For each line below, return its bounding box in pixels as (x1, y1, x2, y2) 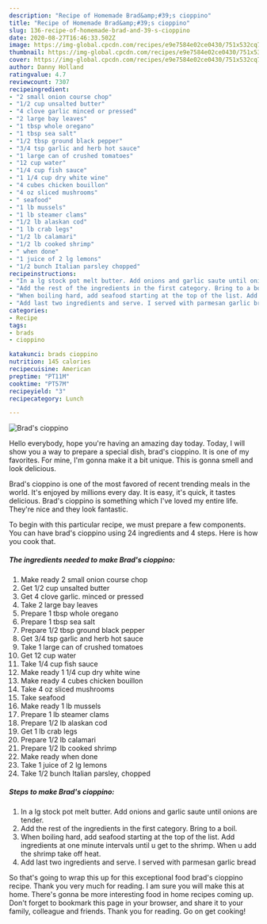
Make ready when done (20, 752, 98, 761)
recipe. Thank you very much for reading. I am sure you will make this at (9, 881, 245, 891)
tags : (9, 321, 27, 329)
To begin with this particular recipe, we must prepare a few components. (9, 520, 246, 530)
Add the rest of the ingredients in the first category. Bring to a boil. (20, 824, 238, 834)
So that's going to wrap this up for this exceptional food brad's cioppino (9, 873, 244, 883)
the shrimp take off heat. (20, 849, 101, 859)
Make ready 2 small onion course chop (20, 575, 148, 585)
